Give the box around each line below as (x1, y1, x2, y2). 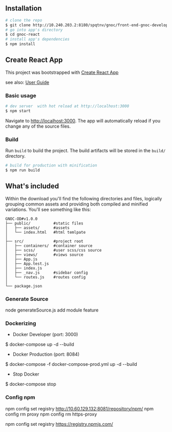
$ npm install (5, 42, 36, 47)
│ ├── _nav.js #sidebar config (5, 270, 88, 275)
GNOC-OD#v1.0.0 (5, 216, 38, 221)
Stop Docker (12, 371, 39, 377)
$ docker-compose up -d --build (5, 341, 74, 347)
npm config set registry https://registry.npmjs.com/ (5, 421, 114, 427)
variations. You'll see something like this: (5, 206, 91, 212)
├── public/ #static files (5, 220, 83, 226)
